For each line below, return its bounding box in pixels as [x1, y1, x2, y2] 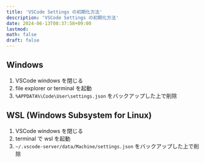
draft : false [6, 37, 40, 43]
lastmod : [6, 26, 29, 32]
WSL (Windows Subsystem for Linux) [6, 110, 152, 121]
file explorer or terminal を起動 [15, 84, 92, 92]
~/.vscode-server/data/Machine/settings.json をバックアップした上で [15, 142, 194, 150]
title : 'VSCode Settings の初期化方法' [6, 9, 103, 15]
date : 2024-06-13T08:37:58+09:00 [6, 20, 92, 26]
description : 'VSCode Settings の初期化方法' [6, 15, 119, 21]
